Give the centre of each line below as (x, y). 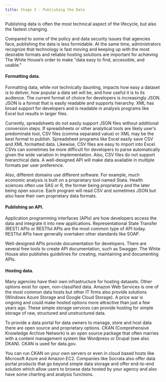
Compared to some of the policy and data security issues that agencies (78, 39)
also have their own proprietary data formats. (51, 195)
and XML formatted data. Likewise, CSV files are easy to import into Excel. (81, 144)
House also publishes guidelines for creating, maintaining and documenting (82, 254)
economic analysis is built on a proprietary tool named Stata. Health (74, 180)
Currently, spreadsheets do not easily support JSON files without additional (82, 123)
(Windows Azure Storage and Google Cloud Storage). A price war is (74, 297)
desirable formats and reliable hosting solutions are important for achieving (82, 54)
